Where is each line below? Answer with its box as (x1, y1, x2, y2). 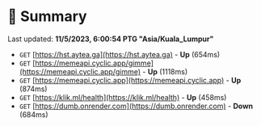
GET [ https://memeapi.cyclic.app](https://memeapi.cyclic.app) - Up (19, 75, 242, 85)
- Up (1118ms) (142, 66, 188, 76)
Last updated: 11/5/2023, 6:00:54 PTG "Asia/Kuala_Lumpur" (7, 34, 214, 44)
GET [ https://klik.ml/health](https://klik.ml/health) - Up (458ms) (19, 92, 227, 102)
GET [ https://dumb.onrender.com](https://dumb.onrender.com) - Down (19, 101, 254, 111)
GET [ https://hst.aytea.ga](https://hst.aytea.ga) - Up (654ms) (19, 49, 221, 59)
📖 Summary (7, 7, 87, 26)
